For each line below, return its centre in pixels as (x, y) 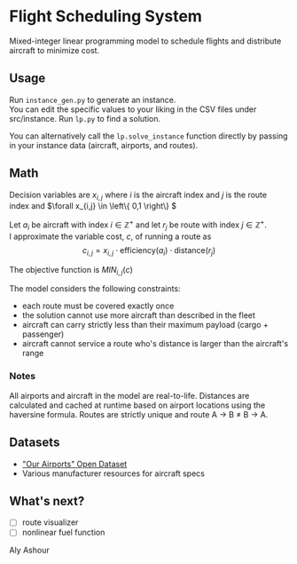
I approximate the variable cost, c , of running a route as (110, 236)
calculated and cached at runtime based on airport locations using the (137, 405)
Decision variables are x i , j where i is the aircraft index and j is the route (138, 195)
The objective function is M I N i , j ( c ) (71, 270)
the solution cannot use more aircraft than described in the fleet (138, 315)
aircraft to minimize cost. (55, 50)
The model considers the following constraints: (95, 289)
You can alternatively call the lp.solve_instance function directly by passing (148, 136)
